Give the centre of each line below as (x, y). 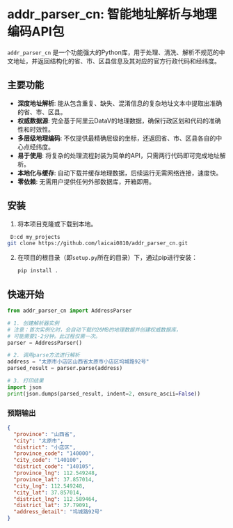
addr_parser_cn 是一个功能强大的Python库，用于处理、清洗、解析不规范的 (113, 52)
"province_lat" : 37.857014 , (54, 479)
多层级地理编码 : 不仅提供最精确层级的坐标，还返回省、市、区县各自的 (116, 138)
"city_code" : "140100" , (48, 460)
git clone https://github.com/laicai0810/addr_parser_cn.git (98, 243)
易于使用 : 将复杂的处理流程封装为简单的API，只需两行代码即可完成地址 (119, 155)
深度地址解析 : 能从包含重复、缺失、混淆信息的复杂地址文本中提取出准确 (120, 103)
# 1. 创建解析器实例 (33, 323)
